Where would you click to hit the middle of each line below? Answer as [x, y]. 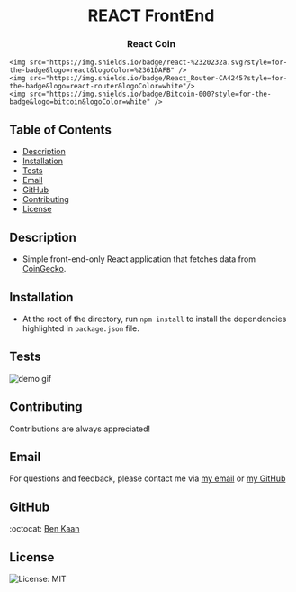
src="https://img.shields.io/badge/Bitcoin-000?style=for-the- [150, 94]
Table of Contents [61, 129]
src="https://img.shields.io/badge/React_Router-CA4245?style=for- [158, 79]
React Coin [151, 44]
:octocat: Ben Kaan [45, 529]
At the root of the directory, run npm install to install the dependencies [154, 319]
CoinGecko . [44, 269]
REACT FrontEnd [151, 16]
